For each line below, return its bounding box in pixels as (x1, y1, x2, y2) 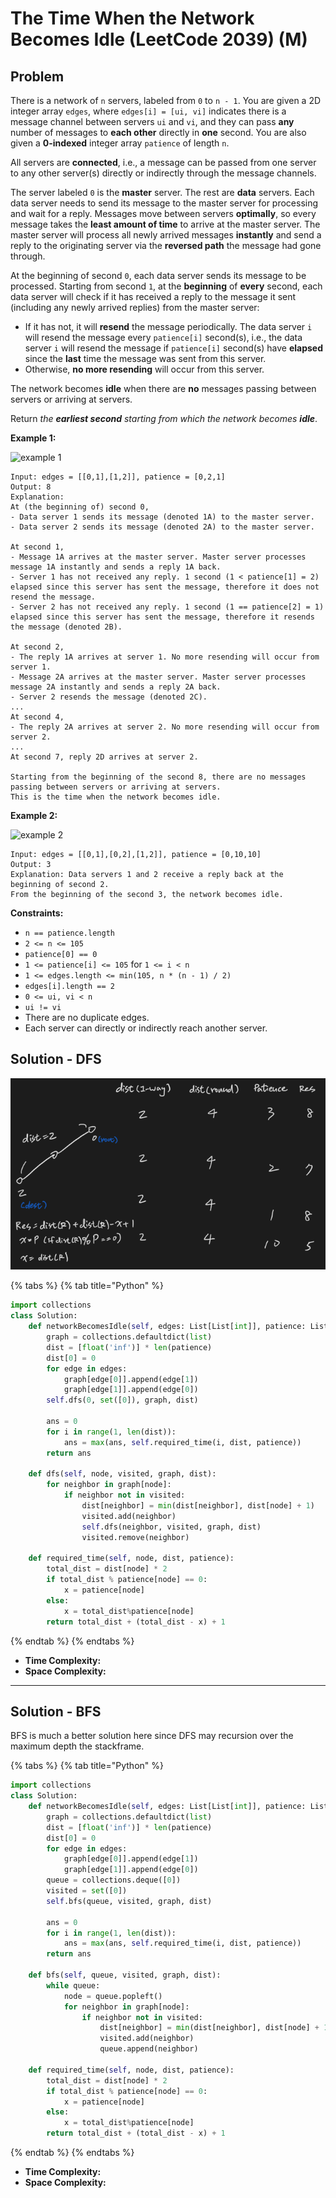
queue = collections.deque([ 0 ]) (46, 1875, 182, 1886)
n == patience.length (24, 928, 115, 938)
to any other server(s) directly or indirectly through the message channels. (10, 167, 317, 179)
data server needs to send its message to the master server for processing (10, 197, 319, 209)
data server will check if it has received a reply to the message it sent (10, 291, 297, 302)
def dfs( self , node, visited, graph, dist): (28, 1469, 217, 1479)
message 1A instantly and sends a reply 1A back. (10, 562, 222, 572)
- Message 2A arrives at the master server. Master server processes (10, 672, 307, 682)
